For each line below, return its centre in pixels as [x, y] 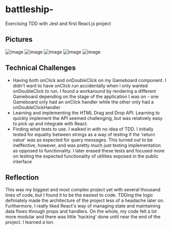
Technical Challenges [40, 68]
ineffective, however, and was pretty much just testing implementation [87, 145]
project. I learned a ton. [30, 222]
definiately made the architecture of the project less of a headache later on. [85, 200]
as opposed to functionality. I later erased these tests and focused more [89, 150]
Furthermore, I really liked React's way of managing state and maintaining [83, 206]
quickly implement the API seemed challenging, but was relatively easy [88, 118]
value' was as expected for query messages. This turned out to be [83, 140]
